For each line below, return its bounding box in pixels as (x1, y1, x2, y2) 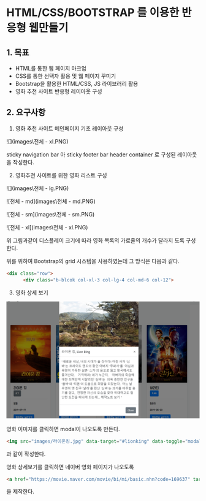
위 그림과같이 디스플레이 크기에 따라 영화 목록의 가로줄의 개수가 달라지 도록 (6, 237, 185, 244)
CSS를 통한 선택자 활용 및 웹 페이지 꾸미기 (15, 72, 116, 80)
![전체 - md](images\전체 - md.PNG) (6, 197, 96, 205)
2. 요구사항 (6, 107, 46, 118)
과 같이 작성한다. (6, 450, 46, 457)
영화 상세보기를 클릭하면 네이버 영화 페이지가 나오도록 (6, 463, 134, 470)
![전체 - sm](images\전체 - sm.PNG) (6, 210, 95, 218)
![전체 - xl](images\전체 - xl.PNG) (6, 223, 88, 231)
